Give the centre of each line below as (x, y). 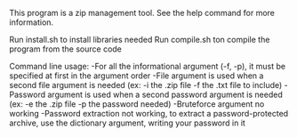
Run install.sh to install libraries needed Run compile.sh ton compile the (140, 40)
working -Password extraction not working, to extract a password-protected (149, 113)
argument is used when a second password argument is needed (165, 94)
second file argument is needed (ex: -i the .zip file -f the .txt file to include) (146, 85)
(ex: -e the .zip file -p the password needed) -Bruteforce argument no (137, 104)
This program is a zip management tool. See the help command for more (142, 13)
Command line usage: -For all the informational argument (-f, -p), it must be (148, 66)
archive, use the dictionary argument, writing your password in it (128, 123)
